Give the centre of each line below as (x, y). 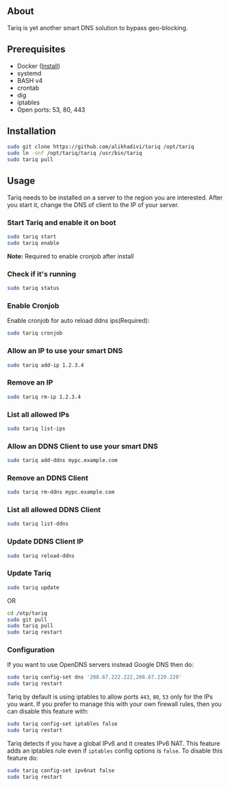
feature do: (23, 758)
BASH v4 (30, 80)
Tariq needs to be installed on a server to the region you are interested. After (115, 197)
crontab (28, 88)
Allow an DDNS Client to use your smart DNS (83, 446)
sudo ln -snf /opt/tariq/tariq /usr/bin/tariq (75, 154)
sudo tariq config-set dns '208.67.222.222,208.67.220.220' (95, 677)
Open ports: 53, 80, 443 (51, 110)
